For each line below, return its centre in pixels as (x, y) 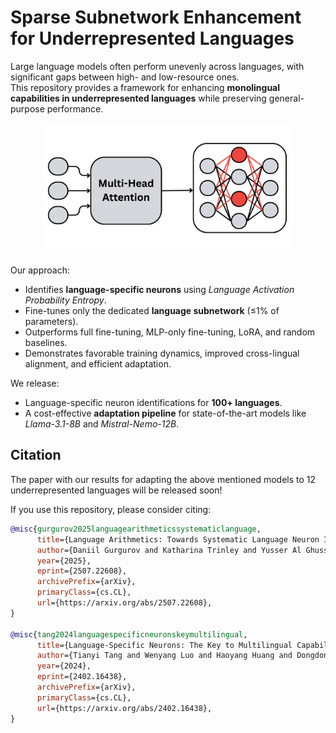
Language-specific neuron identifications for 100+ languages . (153, 403)
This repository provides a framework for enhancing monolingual (145, 87)
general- (286, 98)
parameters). (51, 322)
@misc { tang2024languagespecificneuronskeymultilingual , (129, 634)
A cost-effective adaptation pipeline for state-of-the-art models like (165, 413)
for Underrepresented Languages (152, 38)
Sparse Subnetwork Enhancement (156, 17)
